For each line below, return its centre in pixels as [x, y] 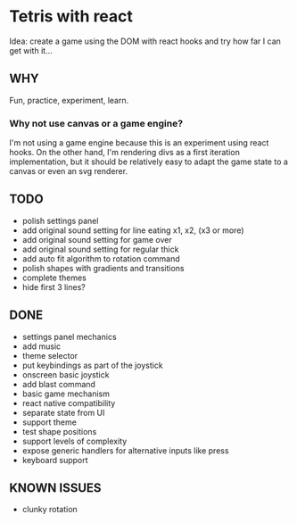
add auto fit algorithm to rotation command [101, 258]
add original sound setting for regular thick [100, 249]
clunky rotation [49, 510]
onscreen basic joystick [66, 374]
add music [41, 346]
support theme [49, 422]
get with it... [31, 50]
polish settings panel [60, 220]
